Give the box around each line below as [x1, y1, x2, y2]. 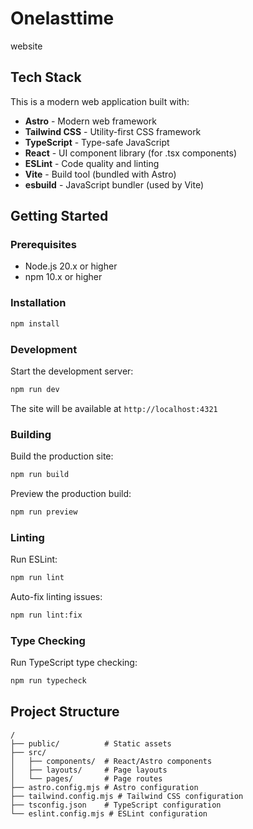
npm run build [10, 470, 70, 480]
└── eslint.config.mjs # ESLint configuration [10, 808, 208, 819]
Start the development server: [10, 365, 134, 377]
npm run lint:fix [10, 610, 83, 620]
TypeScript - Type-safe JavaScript [24, 136, 170, 148]
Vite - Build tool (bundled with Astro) [24, 168, 177, 180]
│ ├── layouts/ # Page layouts [10, 765, 168, 775]
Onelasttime [10, 7, 115, 30]
